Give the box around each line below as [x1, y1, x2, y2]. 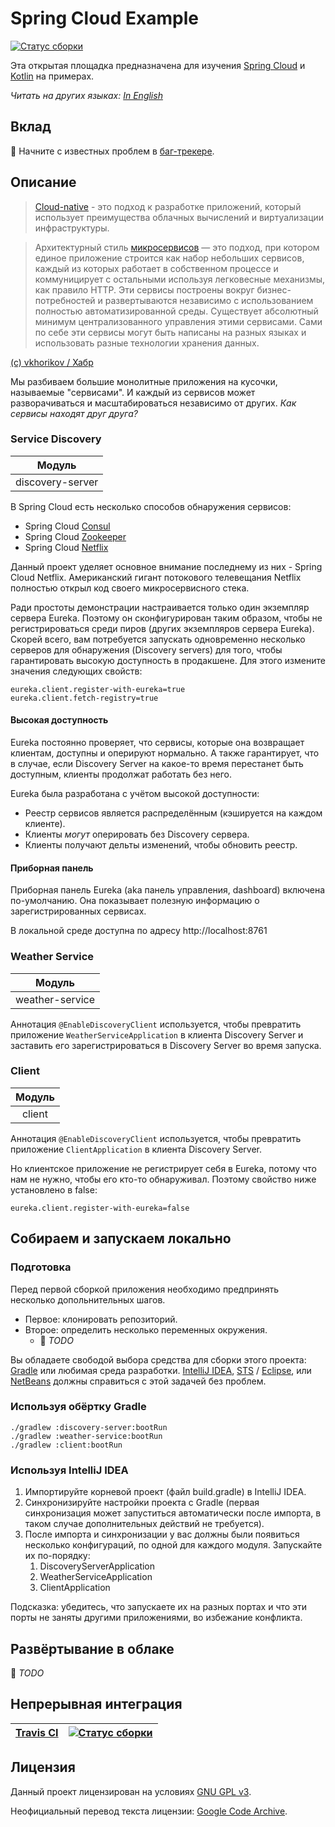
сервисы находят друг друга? [10, 407, 138, 419]
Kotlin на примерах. [10, 70, 95, 82]
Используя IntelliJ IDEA [10, 1463, 129, 1477]
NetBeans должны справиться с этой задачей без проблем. [10, 1375, 267, 1387]
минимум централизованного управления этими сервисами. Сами [34, 315, 323, 327]
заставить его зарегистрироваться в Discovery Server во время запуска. [10, 1039, 322, 1051]
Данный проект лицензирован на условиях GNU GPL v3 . [10, 1785, 252, 1797]
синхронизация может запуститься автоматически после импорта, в [24, 1507, 322, 1519]
